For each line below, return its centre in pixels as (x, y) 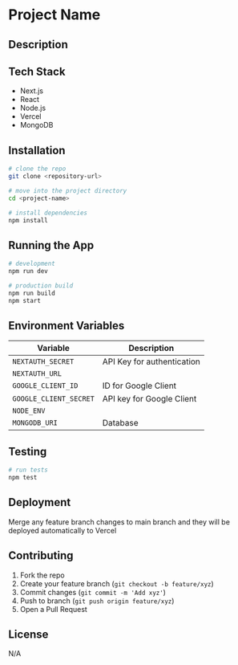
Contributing (41, 556)
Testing (28, 451)
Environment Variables (67, 326)
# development (32, 264)
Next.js (32, 91)
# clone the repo (37, 169)
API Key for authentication (151, 361)
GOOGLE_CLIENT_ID (45, 386)
